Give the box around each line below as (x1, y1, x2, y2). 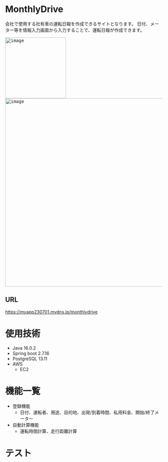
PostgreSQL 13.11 (12, 356, 47, 362)
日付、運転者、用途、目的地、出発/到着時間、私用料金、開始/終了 (19, 409, 155, 415)
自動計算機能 (12, 422, 39, 428)
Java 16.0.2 (12, 345, 36, 351)
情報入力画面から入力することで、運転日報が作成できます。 (22, 27, 145, 33)
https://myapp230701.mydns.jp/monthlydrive (5, 309, 98, 315)
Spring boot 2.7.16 (12, 350, 49, 356)
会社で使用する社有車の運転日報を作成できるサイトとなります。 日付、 (5, 21, 150, 27)
